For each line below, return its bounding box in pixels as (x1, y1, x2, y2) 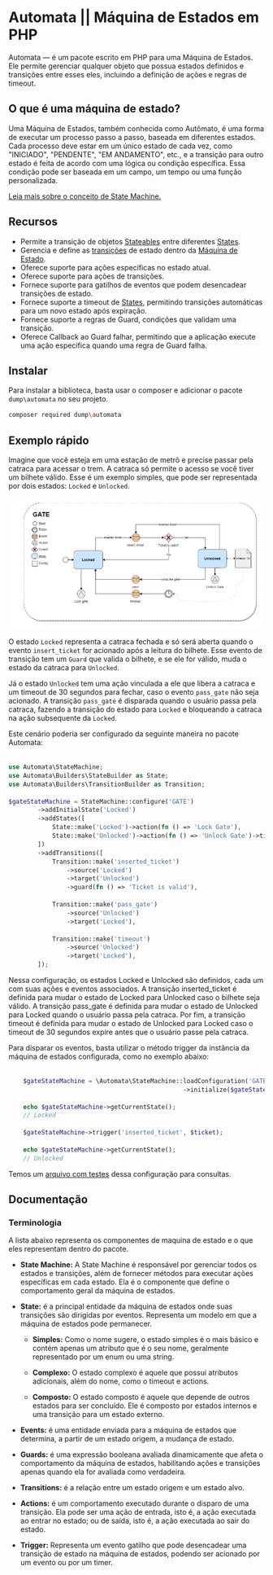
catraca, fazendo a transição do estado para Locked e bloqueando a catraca (8, 704, 262, 714)
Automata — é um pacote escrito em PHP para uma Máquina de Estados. (8, 52, 253, 62)
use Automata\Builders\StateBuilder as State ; (8, 771, 169, 779)
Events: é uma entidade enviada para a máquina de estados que (19, 1425, 237, 1435)
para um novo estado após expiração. (19, 305, 148, 315)
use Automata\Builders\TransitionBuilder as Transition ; (8, 780, 206, 788)
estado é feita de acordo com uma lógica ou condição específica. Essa (8, 158, 246, 168)
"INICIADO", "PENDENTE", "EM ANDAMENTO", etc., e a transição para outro (8, 149, 264, 159)
